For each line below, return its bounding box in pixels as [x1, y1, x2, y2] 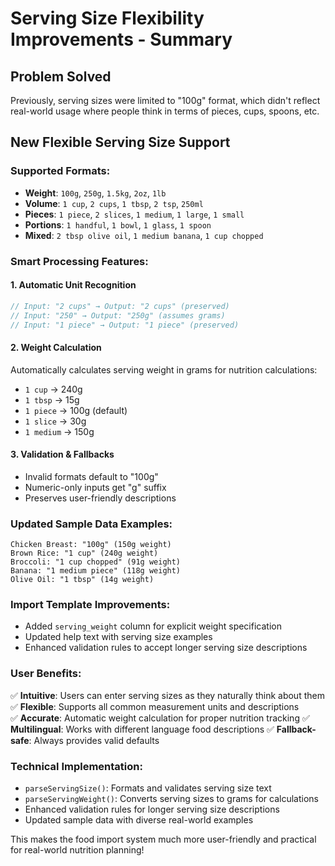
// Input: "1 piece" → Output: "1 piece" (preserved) [10, 320, 240, 330]
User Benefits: [10, 667, 82, 681]
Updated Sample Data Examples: [10, 517, 173, 531]
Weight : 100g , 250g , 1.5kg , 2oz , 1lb [24, 187, 167, 199]
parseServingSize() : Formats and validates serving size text [24, 782, 272, 794]
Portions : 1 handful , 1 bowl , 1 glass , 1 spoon [24, 218, 212, 231]
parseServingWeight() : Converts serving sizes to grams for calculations [24, 793, 319, 805]
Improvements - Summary [10, 28, 233, 51]
